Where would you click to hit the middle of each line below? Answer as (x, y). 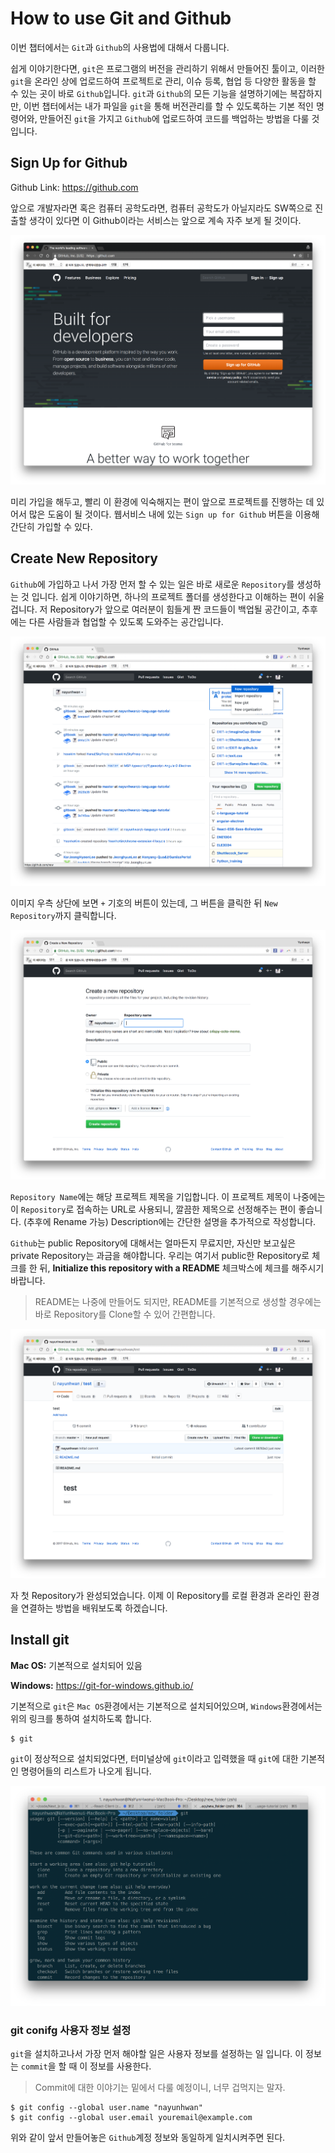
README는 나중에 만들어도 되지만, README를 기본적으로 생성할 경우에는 (178, 1301)
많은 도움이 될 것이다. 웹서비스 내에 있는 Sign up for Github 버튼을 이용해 (174, 514)
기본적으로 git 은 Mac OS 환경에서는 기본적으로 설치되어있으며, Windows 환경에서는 (166, 1706)
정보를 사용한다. (120, 2066)
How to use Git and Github (121, 18)
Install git (40, 1640)
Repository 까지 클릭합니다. (63, 915)
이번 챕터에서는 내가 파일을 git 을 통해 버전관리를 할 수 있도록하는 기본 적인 (168, 106)
